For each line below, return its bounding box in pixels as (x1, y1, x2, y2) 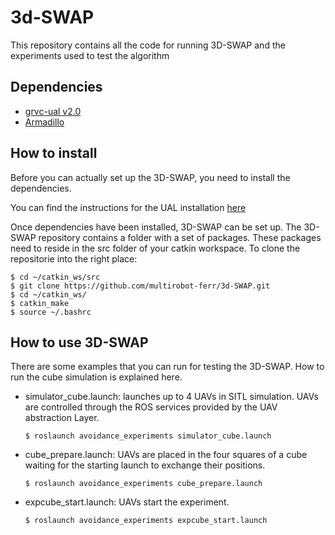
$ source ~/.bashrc (10, 307, 92, 317)
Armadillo (24, 116, 65, 128)
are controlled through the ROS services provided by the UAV (24, 401, 278, 413)
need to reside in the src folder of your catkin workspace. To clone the (10, 242, 301, 254)
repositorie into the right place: (10, 252, 138, 265)
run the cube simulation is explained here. (10, 371, 183, 383)
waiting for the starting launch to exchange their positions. (24, 459, 266, 471)
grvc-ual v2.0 (24, 105, 82, 117)
